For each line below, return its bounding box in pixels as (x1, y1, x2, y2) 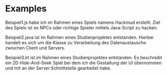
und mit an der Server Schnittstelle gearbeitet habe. (5, 65, 112, 71)
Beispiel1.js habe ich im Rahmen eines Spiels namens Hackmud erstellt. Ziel (5, 19, 161, 25)
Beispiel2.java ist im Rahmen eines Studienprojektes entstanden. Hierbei (5, 34, 154, 40)
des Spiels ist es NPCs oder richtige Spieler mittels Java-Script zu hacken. (5, 24, 158, 30)
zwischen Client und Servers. (5, 45, 66, 51)
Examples (5, 3, 47, 14)
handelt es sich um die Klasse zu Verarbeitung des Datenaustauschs (5, 39, 146, 45)
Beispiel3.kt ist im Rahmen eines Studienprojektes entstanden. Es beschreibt (5, 54, 163, 60)
